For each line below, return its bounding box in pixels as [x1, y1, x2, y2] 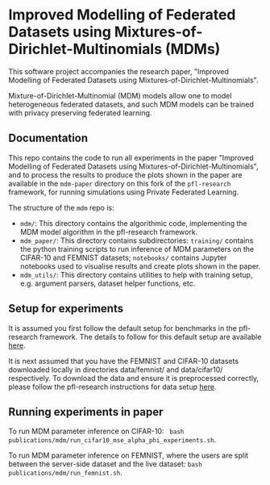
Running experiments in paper [8, 405, 164, 419]
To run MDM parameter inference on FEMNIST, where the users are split [8, 450, 248, 461]
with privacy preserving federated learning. [8, 107, 152, 118]
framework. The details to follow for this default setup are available [39, 332, 262, 341]
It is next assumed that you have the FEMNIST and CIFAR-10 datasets [8, 356, 239, 366]
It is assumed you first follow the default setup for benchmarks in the [8, 323, 238, 332]
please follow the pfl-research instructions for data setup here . [8, 382, 217, 391]
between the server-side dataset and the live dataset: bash [8, 459, 203, 469]
